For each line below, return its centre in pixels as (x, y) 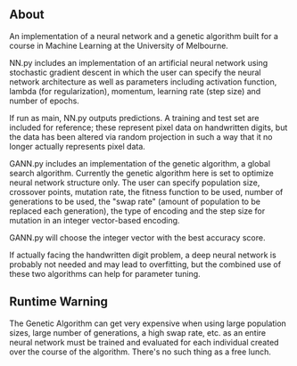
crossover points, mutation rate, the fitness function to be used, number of (146, 191)
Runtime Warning (59, 302)
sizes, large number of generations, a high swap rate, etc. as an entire (138, 332)
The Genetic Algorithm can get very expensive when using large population (148, 323)
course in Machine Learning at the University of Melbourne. (119, 45)
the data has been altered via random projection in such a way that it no (141, 136)
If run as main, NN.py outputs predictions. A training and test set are (134, 118)
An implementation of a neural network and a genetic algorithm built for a (144, 36)
